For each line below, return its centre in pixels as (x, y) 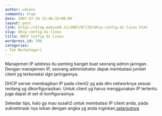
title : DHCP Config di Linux (34, 37)
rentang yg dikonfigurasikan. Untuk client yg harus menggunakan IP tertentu (81, 88)
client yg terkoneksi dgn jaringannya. (42, 74)
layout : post (18, 23)
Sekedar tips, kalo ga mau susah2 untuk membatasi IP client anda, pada (77, 103)
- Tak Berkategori (23, 50)
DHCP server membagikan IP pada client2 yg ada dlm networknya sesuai (78, 83)
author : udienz (20, 9)
